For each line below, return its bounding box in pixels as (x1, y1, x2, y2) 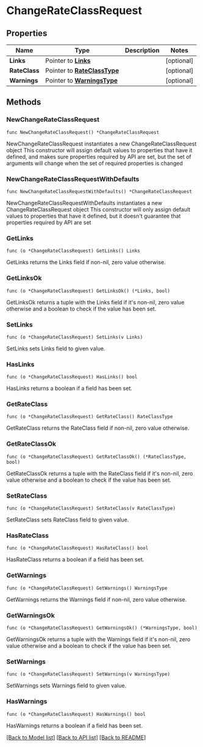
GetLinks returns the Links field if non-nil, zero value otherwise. (6, 259, 166, 266)
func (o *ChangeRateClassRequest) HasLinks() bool (6, 374, 138, 380)
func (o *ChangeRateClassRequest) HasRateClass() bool (6, 545, 149, 551)
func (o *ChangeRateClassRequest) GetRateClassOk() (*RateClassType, (6, 454, 187, 460)
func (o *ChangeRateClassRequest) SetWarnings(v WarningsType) (6, 671, 171, 677)
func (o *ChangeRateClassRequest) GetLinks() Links (6, 248, 140, 254)
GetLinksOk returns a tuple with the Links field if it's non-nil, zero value (6, 298, 185, 306)
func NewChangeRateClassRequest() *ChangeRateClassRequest (6, 129, 160, 135)
